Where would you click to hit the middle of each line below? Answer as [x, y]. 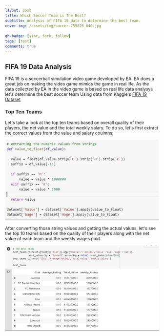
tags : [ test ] [18, 42]
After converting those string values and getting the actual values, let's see [81, 228]
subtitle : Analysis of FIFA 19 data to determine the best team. [73, 21]
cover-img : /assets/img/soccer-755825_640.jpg [53, 26]
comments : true [20, 46]
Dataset [13, 99]
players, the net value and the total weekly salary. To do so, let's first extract [82, 127]
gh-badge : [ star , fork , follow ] [38, 36]
